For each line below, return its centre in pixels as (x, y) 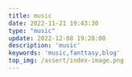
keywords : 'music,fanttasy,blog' (64, 53)
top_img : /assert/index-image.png (66, 61)
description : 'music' (45, 46)
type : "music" (32, 30)
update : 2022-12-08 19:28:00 (57, 38)
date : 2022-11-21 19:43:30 (54, 23)
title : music (30, 16)
